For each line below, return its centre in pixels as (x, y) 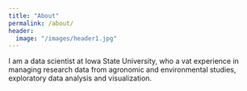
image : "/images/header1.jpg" (66, 38)
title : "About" (34, 16)
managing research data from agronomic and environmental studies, (122, 70)
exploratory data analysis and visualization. (80, 78)
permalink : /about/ (41, 23)
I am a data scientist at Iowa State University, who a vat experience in (124, 61)
